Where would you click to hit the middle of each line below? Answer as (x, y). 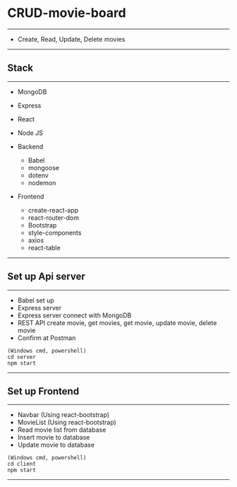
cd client (22, 464)
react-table (44, 247)
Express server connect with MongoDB (74, 315)
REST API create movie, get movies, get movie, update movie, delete (117, 322)
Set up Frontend (43, 391)
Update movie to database (56, 445)
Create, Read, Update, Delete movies (71, 39)
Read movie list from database (62, 430)
